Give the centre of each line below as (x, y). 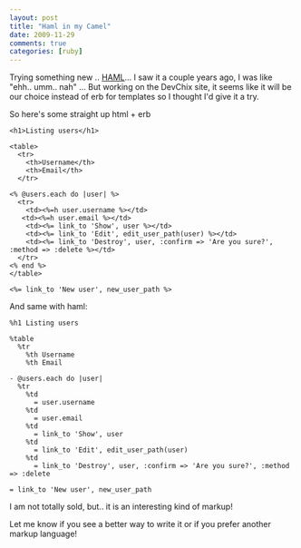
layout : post (34, 18)
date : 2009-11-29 (42, 34)
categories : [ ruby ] (46, 52)
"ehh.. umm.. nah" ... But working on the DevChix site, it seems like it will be (150, 87)
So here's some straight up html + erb (80, 114)
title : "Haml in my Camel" (60, 26)
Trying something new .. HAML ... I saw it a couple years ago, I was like (141, 77)
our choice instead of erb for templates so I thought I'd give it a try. (135, 97)
